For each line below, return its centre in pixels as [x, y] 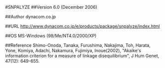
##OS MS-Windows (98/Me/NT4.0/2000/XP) [51, 36]
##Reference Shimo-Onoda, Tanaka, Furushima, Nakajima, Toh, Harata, [78, 45]
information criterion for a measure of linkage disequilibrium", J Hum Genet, [82, 56]
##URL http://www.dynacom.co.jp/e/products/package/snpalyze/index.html [82, 26]
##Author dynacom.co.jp [30, 17]
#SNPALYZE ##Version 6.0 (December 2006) [51, 7]
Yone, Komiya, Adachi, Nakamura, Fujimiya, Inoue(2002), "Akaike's [73, 51]
